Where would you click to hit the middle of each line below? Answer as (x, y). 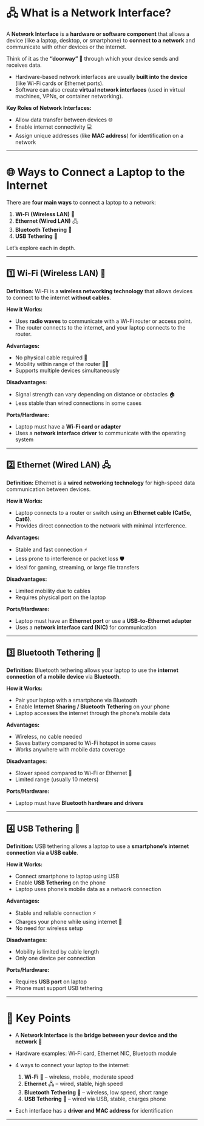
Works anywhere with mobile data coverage (70, 750)
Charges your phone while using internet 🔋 (69, 922)
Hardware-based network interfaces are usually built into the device (101, 76)
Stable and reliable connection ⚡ (56, 913)
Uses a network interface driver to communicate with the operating (100, 433)
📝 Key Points (39, 1018)
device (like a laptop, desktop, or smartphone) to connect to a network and (101, 40)
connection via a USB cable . (42, 853)
